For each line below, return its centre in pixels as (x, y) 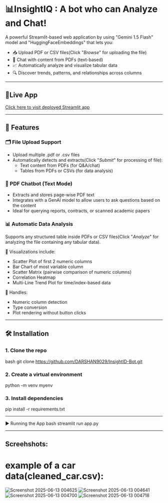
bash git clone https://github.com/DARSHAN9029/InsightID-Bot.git (74, 361)
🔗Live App (21, 95)
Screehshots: (27, 444)
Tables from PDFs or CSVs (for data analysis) (66, 171)
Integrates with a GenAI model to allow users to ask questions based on (86, 200)
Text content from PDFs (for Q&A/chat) (60, 166)
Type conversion (30, 307)
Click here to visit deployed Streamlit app (47, 107)
